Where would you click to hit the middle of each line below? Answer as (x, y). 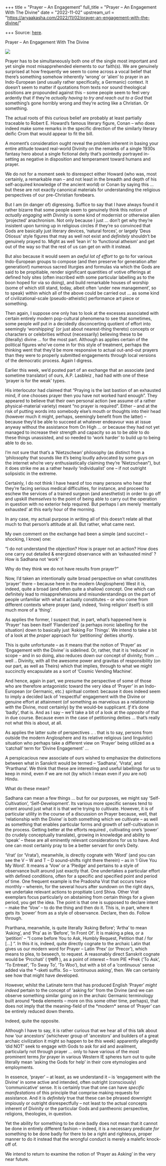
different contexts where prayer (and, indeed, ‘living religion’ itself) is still (79, 605)
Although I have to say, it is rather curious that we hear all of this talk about (81, 1030)
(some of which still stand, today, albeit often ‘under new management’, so (81, 288)
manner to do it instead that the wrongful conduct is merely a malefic (75, 1139)
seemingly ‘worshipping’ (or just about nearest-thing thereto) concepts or (80, 329)
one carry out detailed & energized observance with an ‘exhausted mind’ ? (81, 554)
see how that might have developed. (42, 975)
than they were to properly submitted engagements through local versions (81, 355)
